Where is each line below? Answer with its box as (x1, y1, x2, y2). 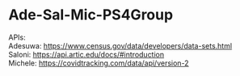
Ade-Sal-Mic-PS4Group (8, 6, 174, 24)
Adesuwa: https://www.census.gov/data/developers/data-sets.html (8, 40, 233, 50)
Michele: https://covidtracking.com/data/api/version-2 (8, 58, 189, 68)
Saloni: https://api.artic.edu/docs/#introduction (8, 49, 165, 59)
